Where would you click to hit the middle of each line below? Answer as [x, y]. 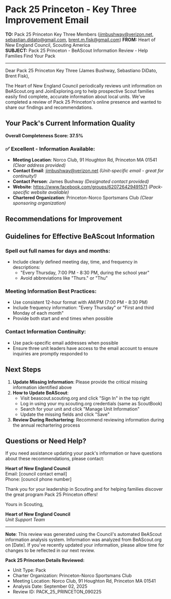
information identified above [42, 387]
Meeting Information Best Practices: [51, 291]
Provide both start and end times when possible [63, 318]
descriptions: [26, 267]
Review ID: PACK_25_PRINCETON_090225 [57, 592]
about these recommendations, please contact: [55, 459]
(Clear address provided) [39, 165]
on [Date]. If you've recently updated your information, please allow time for [85, 545]
